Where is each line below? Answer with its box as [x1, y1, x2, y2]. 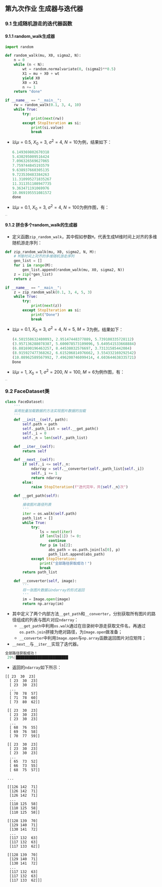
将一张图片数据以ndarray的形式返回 [22, 588, 85, 593]
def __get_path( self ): [14, 493, 60, 498]
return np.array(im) [22, 601, 64, 606]
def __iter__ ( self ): [14, 444, 55, 449]
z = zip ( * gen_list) [14, 272, 53, 277]
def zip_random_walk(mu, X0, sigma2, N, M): [5, 249, 97, 254]
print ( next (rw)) [31, 116, 64, 121]
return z [14, 276, 32, 281]
